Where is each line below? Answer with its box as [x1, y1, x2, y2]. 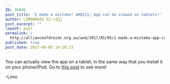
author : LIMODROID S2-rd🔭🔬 [5, 17, 62, 22]
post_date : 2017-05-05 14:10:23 [5, 45, 73, 50]
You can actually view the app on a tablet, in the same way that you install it [5, 58, 163, 64]
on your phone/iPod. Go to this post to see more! [5, 64, 107, 70]
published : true [5, 40, 39, 45]
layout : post [5, 26, 33, 31]
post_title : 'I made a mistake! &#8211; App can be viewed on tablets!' [5, 12, 162, 17]
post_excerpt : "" [5, 21, 42, 27]
